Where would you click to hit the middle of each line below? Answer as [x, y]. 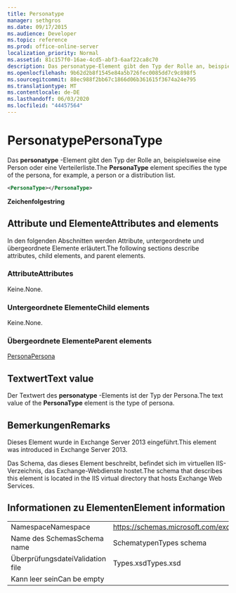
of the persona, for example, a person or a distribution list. [91, 175]
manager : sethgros [34, 20]
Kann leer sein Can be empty [58, 579]
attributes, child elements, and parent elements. [76, 255]
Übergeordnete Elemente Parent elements [80, 341]
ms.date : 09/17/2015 [38, 27]
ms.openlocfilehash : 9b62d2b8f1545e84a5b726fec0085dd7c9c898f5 [102, 73]
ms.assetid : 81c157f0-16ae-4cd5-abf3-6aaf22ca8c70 [83, 60]
